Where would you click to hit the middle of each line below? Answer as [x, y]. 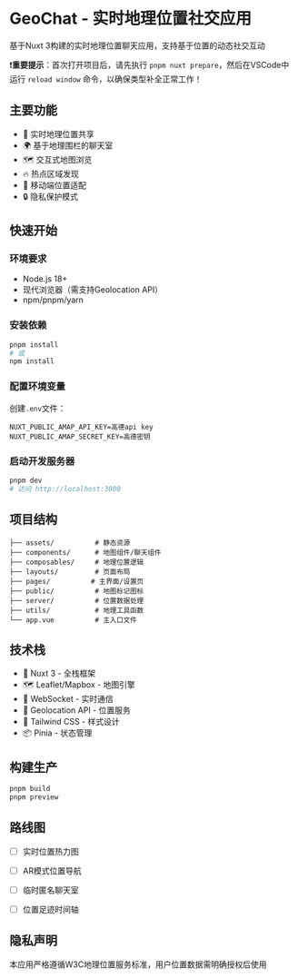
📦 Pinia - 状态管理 [57, 733]
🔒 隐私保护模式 [50, 196]
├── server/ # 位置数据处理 [76, 600]
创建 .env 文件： [38, 408]
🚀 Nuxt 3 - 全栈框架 [59, 674]
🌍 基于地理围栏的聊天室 [68, 145]
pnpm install [34, 345]
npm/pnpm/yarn [53, 300]
